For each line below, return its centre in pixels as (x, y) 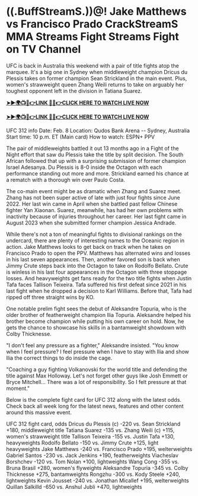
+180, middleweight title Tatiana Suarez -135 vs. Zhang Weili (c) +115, (90, 430)
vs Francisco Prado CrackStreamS (92, 24)
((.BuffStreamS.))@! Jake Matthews (96, 12)
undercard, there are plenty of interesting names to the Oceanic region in (95, 240)
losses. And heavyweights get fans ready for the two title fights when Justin (99, 278)
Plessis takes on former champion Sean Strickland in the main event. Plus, (97, 78)
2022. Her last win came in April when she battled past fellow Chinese (92, 204)
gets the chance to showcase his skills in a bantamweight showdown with (96, 327)
